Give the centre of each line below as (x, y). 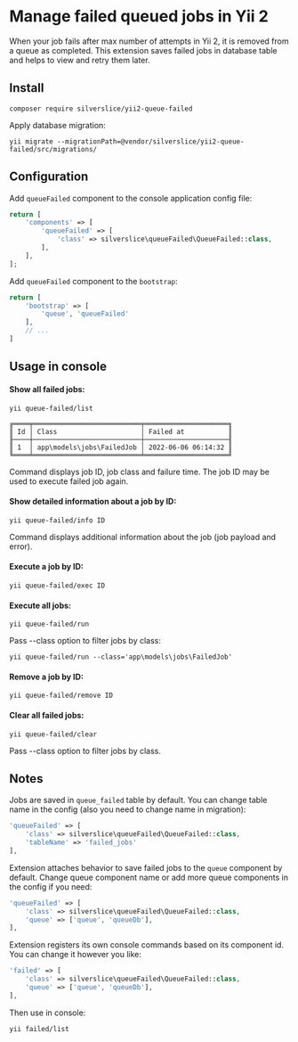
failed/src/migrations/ (53, 149)
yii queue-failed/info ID (57, 520)
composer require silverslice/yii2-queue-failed (101, 109)
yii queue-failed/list (51, 408)
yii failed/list (39, 1029)
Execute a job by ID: (47, 567)
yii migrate (31, 141)
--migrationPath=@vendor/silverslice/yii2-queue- (150, 141)
